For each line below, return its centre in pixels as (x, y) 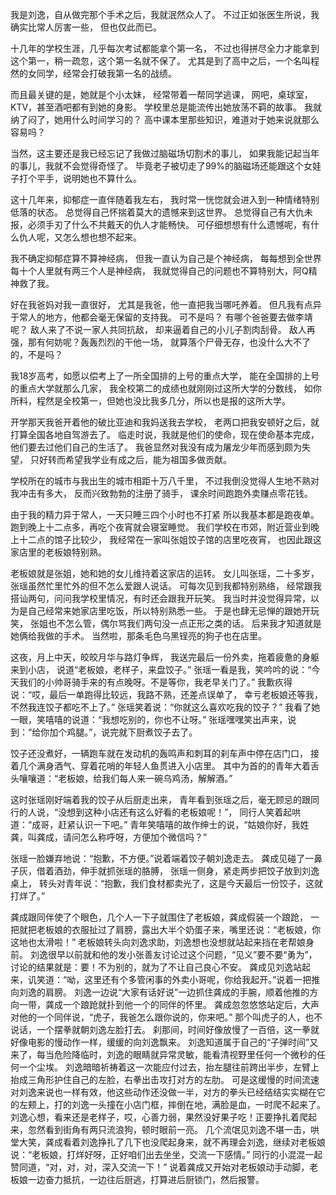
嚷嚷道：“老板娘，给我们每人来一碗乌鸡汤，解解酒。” (125, 778)
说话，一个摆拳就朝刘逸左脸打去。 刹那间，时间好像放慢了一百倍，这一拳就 (165, 1029)
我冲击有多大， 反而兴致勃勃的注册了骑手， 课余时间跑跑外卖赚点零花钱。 (161, 493)
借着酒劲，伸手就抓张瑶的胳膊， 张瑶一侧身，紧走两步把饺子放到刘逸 (178, 871)
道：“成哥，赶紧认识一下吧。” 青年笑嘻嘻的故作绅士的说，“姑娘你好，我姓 (160, 824)
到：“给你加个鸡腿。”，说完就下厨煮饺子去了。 (104, 732)
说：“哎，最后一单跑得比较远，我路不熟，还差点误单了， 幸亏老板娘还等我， (167, 694)
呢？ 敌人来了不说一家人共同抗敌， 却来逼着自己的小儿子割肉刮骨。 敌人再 (163, 329)
